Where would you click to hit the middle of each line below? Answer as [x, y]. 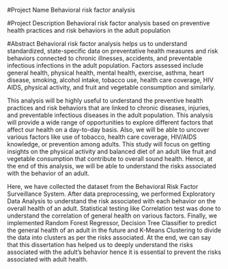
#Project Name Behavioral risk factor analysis [71, 10]
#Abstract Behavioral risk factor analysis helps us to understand [97, 43]
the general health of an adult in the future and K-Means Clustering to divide [114, 230]
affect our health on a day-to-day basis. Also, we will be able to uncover [108, 130]
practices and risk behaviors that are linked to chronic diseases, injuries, [109, 108]
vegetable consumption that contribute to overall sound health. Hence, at [110, 159]
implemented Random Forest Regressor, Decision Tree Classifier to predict [112, 223]
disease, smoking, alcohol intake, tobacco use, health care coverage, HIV [110, 80]
